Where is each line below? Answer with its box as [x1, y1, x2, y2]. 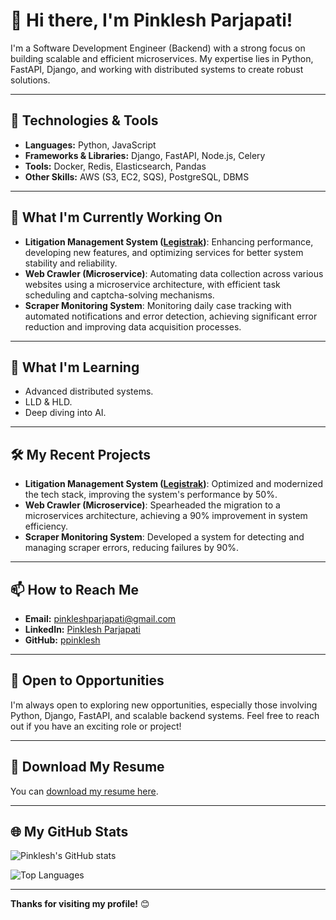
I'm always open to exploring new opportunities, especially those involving [10, 699, 318, 711]
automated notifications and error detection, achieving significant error [24, 310, 318, 322]
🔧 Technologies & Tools [10, 112, 159, 129]
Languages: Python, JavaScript [24, 139, 157, 151]
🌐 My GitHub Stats [10, 824, 129, 841]
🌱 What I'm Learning [10, 359, 140, 376]
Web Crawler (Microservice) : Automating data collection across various [24, 267, 324, 279]
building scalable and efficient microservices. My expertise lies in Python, [10, 52, 314, 64]
